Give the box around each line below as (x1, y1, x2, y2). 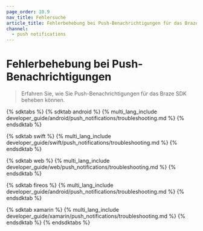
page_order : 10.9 (6, 8, 50, 15)
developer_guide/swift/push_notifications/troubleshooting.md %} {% (6, 139, 178, 147)
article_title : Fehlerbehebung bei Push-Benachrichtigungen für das (6, 20, 182, 26)
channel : (6, 25, 28, 32)
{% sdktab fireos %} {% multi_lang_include (6, 182, 114, 189)
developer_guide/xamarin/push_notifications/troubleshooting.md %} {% (6, 212, 185, 220)
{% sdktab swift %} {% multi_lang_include (6, 133, 112, 140)
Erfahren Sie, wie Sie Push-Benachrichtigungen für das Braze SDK (21, 90, 187, 97)
